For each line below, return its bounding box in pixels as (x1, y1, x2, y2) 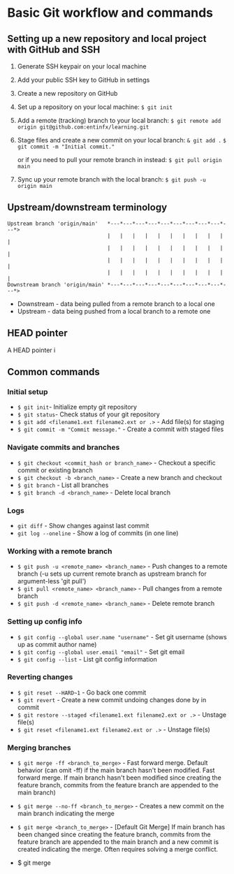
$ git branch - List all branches (17, 481, 109, 489)
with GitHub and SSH (7, 43, 101, 55)
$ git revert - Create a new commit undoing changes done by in (17, 695, 207, 704)
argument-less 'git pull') (17, 577, 87, 585)
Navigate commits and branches (7, 442, 120, 452)
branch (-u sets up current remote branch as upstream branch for (17, 569, 207, 578)
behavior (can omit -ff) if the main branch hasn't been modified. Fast (17, 766, 215, 775)
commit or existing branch (17, 466, 93, 474)
